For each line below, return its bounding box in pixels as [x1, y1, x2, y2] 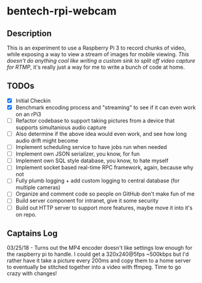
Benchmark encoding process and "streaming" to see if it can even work [15, 104, 196, 111]
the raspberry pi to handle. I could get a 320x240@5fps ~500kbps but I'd [7, 250, 189, 258]
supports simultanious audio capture [15, 124, 107, 131]
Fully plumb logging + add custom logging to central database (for [15, 177, 180, 185]
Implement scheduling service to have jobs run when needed [15, 144, 167, 151]
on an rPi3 [15, 110, 41, 118]
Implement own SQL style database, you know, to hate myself [15, 157, 169, 164]
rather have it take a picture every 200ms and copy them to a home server [7, 257, 191, 264]
